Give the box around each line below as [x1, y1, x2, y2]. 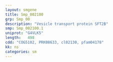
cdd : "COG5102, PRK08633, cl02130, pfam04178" [5, 40, 104, 45]
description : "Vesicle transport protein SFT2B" [5, 21, 108, 26]
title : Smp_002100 [5, 12, 43, 17]
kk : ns [5, 44, 19, 49]
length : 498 [5, 35, 35, 40]
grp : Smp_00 [5, 16, 30, 21]
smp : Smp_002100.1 [5, 26, 43, 31]
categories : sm [5, 49, 37, 54]
